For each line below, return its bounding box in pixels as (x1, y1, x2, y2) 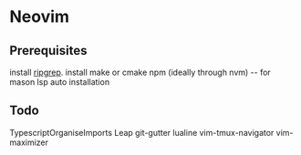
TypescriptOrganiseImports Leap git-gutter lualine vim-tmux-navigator (9, 127, 275, 138)
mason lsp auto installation (9, 77, 110, 88)
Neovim (9, 6, 70, 27)
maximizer (9, 137, 48, 148)
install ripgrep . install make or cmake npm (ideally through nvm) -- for (9, 67, 271, 77)
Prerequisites (9, 43, 88, 58)
